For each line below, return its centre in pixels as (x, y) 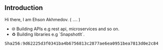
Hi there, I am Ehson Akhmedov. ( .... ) (43, 19)
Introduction (24, 8)
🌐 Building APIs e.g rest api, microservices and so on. (65, 29)
